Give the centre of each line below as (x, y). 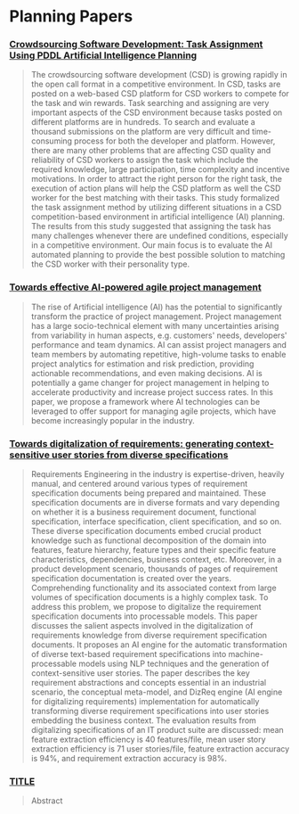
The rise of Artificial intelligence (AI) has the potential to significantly (157, 307)
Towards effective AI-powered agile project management (135, 287)
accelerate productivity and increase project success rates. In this (152, 392)
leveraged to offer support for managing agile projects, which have (154, 411)
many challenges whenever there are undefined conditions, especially (160, 236)
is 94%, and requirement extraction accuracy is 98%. (129, 759)
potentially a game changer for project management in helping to (150, 382)
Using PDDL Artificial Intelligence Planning (103, 55)
